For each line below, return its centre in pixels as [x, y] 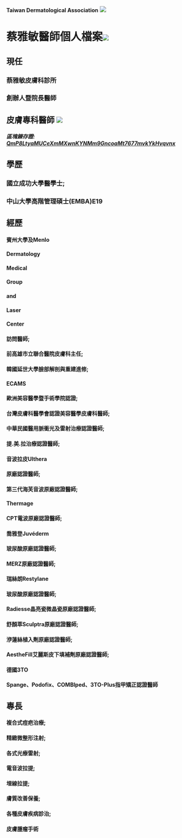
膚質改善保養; [24, 798]
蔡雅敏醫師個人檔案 [55, 37]
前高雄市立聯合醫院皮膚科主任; [45, 354]
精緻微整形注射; [26, 738]
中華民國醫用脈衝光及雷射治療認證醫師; [56, 428]
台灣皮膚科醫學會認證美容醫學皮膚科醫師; [58, 413]
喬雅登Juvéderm [28, 533]
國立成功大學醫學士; [36, 183]
